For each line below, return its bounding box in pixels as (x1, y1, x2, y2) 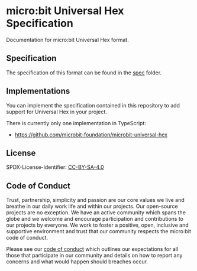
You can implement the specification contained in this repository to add (6, 102, 180, 109)
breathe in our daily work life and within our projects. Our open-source (6, 203, 179, 210)
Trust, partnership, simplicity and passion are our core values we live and (6, 197, 185, 204)
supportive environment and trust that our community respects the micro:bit (6, 228, 191, 235)
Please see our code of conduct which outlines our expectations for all (6, 246, 179, 253)
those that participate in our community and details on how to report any (6, 252, 183, 259)
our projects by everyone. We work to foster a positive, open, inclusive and (6, 221, 189, 228)
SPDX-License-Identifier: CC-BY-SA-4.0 (6, 164, 105, 171)
